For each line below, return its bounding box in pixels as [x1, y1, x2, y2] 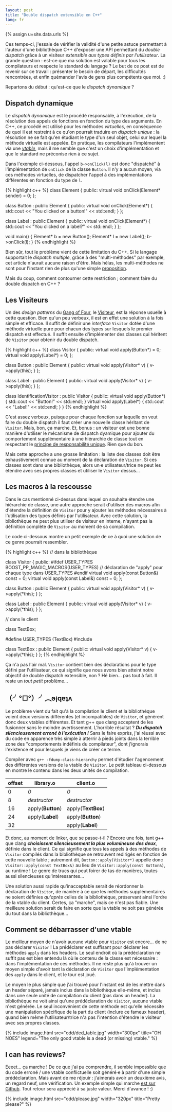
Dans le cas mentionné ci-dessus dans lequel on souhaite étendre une [5, 496, 155, 502]
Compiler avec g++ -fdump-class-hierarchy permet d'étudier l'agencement [5, 756, 164, 762]
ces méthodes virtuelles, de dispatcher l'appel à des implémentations [5, 172, 152, 178]
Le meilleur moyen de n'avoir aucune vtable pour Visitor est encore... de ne [5, 939, 167, 945]
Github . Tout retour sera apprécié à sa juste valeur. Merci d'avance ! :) [5, 1086, 153, 1092]
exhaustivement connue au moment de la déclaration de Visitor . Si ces [5, 456, 157, 463]
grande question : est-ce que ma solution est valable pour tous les [5, 58, 145, 64]
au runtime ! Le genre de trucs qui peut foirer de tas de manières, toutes [5, 868, 158, 874]
